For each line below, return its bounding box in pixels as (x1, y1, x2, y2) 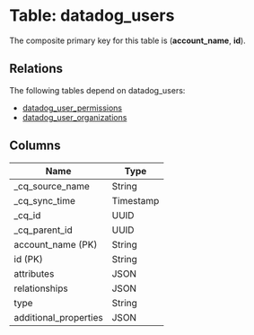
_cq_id (13, 208, 41, 221)
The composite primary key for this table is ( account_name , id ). (9, 35, 247, 46)
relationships (13, 282, 69, 295)
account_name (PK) (13, 238, 98, 251)
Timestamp (111, 194, 160, 207)
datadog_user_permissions (22, 102, 123, 113)
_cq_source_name (13, 180, 90, 192)
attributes (13, 267, 55, 279)
